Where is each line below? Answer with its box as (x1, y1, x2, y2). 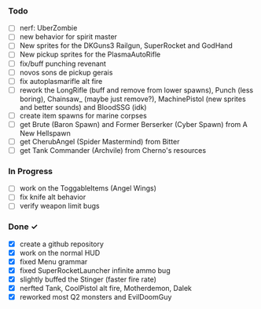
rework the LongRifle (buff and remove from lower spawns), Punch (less (19, 85, 254, 95)
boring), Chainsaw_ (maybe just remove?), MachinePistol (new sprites (19, 94, 246, 104)
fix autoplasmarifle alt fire (19, 76, 103, 85)
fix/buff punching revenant (19, 59, 106, 68)
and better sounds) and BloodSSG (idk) (19, 102, 147, 111)
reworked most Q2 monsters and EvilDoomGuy (19, 293, 172, 302)
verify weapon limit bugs (19, 202, 100, 211)
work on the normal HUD (19, 248, 101, 257)
